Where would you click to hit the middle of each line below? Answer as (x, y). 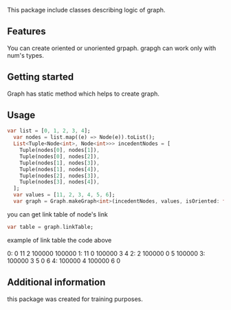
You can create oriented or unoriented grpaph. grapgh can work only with (112, 48)
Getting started (41, 77)
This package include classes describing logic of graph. (86, 10)
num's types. (26, 55)
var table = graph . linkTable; (51, 227)
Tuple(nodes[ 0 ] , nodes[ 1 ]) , (59, 151)
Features (26, 31)
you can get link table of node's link (57, 214)
